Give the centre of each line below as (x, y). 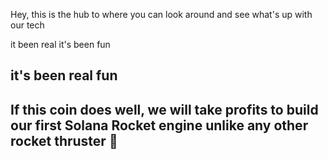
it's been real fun (64, 75)
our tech (27, 25)
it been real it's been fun (60, 44)
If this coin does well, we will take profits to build (164, 109)
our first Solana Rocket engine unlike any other (159, 125)
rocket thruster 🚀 (64, 140)
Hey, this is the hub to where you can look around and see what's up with (161, 14)
